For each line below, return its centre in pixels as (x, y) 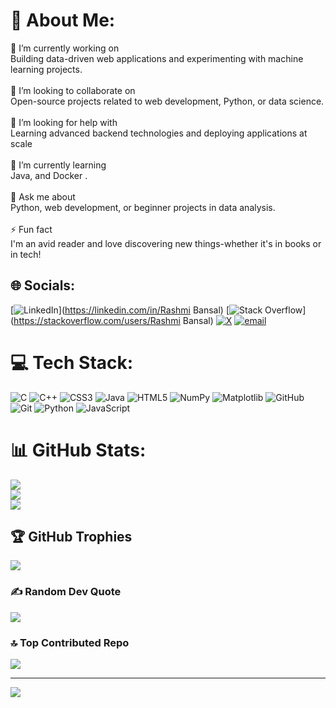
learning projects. (46, 69)
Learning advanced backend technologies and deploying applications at (159, 133)
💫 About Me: (63, 20)
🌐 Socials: (43, 285)
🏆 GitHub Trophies (71, 537)
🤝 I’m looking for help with (64, 122)
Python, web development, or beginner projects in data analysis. (143, 207)
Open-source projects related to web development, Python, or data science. (167, 101)
